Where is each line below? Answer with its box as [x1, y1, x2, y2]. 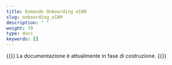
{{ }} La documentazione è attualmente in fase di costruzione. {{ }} [6, 53, 167, 59]
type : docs [6, 31, 33, 37]
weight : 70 [6, 25, 33, 31]
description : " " [6, 19, 50, 25]
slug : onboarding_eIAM [6, 14, 63, 20]
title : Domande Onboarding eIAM [6, 8, 87, 15]
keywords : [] [6, 36, 39, 42]
